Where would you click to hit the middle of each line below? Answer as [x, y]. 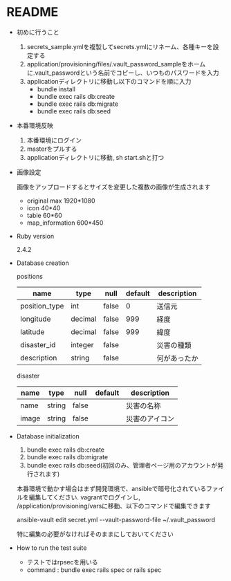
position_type [42, 306]
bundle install [56, 89]
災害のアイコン [150, 418]
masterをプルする [52, 149]
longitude [35, 319]
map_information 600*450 [65, 223]
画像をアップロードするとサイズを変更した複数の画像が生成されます [113, 187]
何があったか [177, 358]
